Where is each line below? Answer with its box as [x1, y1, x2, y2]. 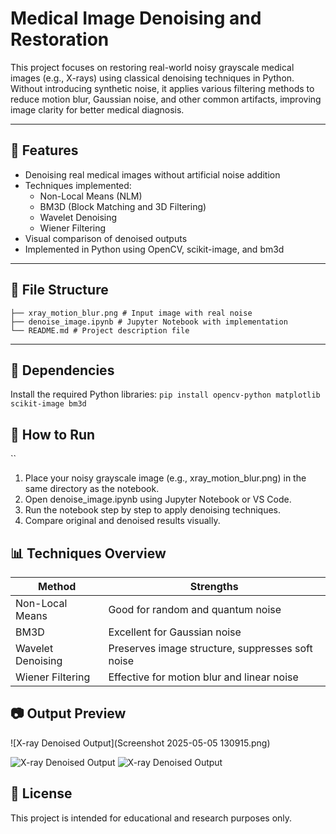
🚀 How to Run [10, 426, 96, 443]
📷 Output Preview [10, 705, 127, 722]
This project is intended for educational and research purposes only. [10, 812, 293, 824]
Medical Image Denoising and [10, 7, 262, 30]
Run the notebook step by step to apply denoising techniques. [24, 504, 282, 516]
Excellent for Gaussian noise [108, 625, 242, 639]
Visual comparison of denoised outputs [24, 232, 188, 244]
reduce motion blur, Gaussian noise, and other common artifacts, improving [10, 93, 322, 105]
